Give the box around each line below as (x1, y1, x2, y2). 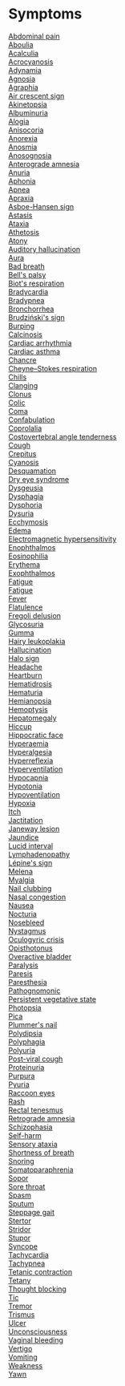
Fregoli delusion (8, 610, 62, 620)
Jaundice (8, 832, 39, 842)
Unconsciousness (8, 1327, 68, 1336)
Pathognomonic (8, 986, 61, 995)
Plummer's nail (8, 1019, 58, 1029)
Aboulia (8, 39, 34, 49)
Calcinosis (8, 330, 42, 339)
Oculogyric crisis (8, 934, 64, 944)
